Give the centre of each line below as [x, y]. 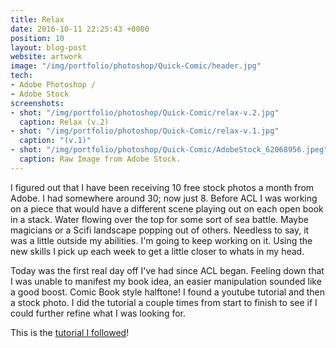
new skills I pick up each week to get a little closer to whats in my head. [157, 251]
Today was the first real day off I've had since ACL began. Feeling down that [167, 270]
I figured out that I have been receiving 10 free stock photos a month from [162, 187]
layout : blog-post [48, 47]
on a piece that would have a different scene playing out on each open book [167, 208]
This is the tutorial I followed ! [70, 332]
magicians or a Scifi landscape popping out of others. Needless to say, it [160, 230]
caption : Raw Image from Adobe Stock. [100, 159]
